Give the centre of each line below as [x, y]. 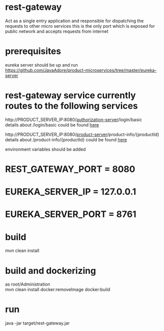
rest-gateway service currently [70, 96]
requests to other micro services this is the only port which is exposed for [80, 26]
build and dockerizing [51, 270]
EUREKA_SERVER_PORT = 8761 [71, 214]
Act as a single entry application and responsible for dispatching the [75, 21]
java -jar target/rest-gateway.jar [38, 323]
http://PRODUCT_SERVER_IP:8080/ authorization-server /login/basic [74, 120]
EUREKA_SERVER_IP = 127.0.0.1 [71, 192]
